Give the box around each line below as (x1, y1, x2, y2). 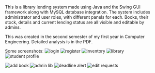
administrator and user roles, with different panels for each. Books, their (5, 14, 149, 20)
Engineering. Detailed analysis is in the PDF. (5, 39, 93, 45)
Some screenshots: (5, 48, 44, 54)
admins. (5, 24, 21, 30)
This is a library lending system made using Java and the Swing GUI (5, 4, 141, 10)
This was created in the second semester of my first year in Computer (5, 34, 145, 39)
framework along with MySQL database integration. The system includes (5, 9, 151, 15)
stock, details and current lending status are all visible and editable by (5, 19, 144, 25)
